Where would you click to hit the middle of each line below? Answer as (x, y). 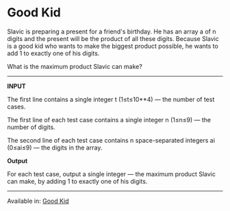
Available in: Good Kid (38, 201)
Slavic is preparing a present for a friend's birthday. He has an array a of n (112, 31)
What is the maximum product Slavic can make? (75, 66)
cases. (16, 107)
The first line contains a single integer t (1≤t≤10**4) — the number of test (111, 99)
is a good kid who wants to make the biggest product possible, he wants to (113, 46)
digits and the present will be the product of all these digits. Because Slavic (113, 38)
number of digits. (31, 127)
